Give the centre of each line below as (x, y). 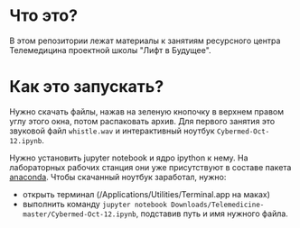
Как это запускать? (87, 87)
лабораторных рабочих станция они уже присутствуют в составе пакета (150, 167)
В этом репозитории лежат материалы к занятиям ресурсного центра (145, 41)
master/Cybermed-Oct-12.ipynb (80, 214)
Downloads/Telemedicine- (218, 205)
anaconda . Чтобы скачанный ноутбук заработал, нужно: (118, 177)
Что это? (44, 16)
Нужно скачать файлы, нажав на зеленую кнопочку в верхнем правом (147, 111)
